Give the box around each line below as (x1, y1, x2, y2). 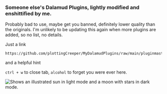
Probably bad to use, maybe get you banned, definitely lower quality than (5, 21, 156, 27)
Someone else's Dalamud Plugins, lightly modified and (5, 4, 140, 11)
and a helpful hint (5, 60, 41, 66)
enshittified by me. (5, 10, 52, 17)
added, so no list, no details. (5, 32, 63, 38)
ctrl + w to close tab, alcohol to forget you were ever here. (5, 69, 127, 75)
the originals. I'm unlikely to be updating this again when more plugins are (5, 27, 157, 33)
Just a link (5, 42, 26, 47)
